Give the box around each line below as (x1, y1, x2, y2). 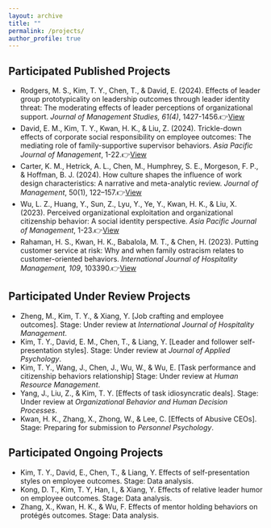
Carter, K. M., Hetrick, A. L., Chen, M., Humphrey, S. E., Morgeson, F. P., (19, 161, 259, 171)
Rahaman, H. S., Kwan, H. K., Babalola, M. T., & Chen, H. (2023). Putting (19, 237, 259, 247)
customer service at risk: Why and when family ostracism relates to (19, 245, 244, 255)
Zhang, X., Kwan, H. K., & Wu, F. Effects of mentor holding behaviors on (19, 501, 258, 511)
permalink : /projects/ (8, 27, 85, 35)
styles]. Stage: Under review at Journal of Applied (64, 345, 231, 355)
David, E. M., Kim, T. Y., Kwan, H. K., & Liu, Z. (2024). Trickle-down (19, 124, 242, 133)
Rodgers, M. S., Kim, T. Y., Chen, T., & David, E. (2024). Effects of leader (19, 86, 261, 95)
